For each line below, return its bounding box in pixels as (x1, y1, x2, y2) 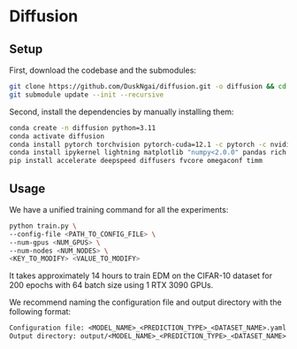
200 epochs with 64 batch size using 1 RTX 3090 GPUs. (9, 280, 214, 291)
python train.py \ (9, 221, 77, 230)
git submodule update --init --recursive (9, 90, 164, 99)
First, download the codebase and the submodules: (9, 65, 197, 75)
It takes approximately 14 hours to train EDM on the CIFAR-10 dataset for (9, 270, 272, 281)
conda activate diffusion (9, 131, 104, 141)
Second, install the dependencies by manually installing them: (9, 106, 234, 117)
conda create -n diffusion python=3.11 (9, 123, 156, 132)
